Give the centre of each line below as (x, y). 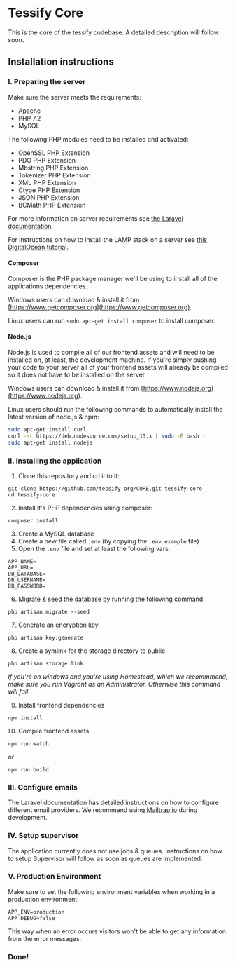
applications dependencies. (48, 286)
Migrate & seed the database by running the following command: (111, 599)
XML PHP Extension (47, 182)
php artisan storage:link (45, 663)
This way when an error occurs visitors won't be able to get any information (117, 931)
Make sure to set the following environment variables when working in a (112, 891)
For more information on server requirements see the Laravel (96, 218)
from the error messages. (45, 938)
